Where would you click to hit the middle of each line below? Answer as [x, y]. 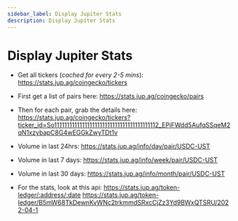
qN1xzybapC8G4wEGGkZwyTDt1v [68, 132]
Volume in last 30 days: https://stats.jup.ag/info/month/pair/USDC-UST [121, 174]
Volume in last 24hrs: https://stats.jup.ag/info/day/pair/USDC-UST [114, 147]
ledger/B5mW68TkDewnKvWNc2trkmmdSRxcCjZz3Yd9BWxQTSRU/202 [123, 203]
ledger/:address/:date [49, 195]
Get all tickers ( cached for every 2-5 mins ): [80, 75]
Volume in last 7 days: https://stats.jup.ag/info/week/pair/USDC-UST [118, 160]
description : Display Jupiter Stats [61, 21]
